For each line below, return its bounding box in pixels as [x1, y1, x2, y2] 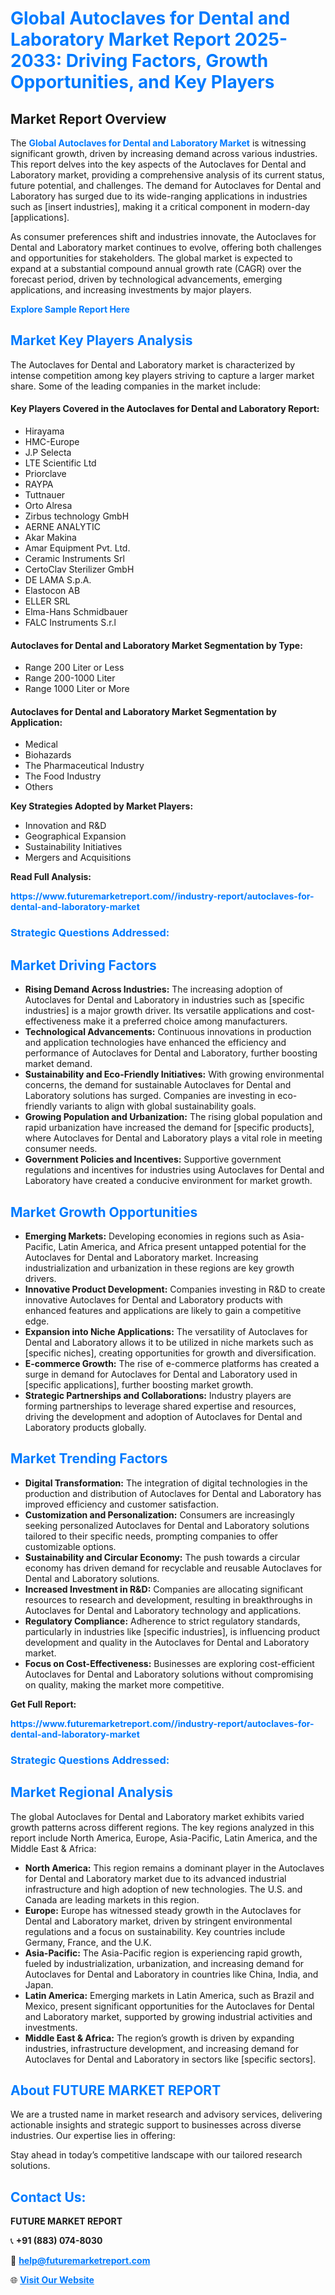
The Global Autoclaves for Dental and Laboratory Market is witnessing [10, 137, 307, 149]
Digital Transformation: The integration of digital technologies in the [24, 1477, 308, 1489]
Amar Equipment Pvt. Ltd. [24, 542, 131, 554]
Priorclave [24, 468, 67, 480]
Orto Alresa [24, 500, 73, 512]
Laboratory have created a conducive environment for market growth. [24, 1175, 313, 1187]
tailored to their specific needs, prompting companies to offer [24, 1530, 279, 1542]
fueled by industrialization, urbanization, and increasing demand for [24, 1957, 305, 1969]
